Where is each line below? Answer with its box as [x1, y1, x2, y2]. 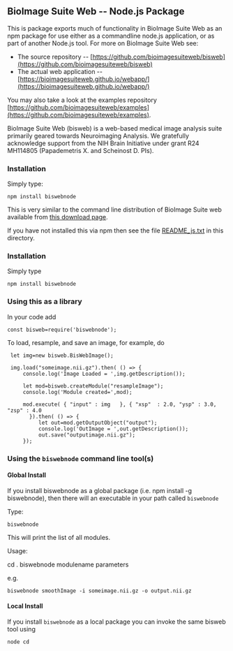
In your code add [7, 312, 57, 321]
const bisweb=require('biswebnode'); [7, 326, 117, 333]
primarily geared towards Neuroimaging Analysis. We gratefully [7, 131, 190, 140]
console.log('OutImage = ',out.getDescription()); [38, 425, 189, 432]
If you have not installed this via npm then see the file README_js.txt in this [7, 226, 224, 235]
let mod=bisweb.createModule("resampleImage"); [22, 382, 164, 390]
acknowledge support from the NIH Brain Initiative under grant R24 [7, 139, 200, 147]
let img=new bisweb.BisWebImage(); [10, 352, 114, 359]
